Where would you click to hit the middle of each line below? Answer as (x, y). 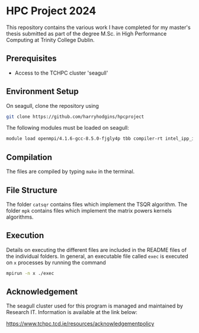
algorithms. (20, 217)
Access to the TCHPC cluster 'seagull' (61, 73)
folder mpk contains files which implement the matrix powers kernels (89, 210)
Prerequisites (31, 58)
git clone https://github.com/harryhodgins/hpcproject (75, 117)
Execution (25, 236)
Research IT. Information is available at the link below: (72, 312)
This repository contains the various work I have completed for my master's (98, 27)
